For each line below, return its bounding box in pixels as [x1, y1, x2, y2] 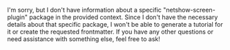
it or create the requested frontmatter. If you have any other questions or [7, 27, 214, 36]
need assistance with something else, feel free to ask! [7, 35, 161, 43]
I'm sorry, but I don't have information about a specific [7, 6, 162, 14]
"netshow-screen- [163, 6, 215, 14]
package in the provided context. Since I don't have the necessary [28, 13, 218, 21]
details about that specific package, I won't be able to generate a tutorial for [7, 21, 223, 28]
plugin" [7, 13, 28, 21]
